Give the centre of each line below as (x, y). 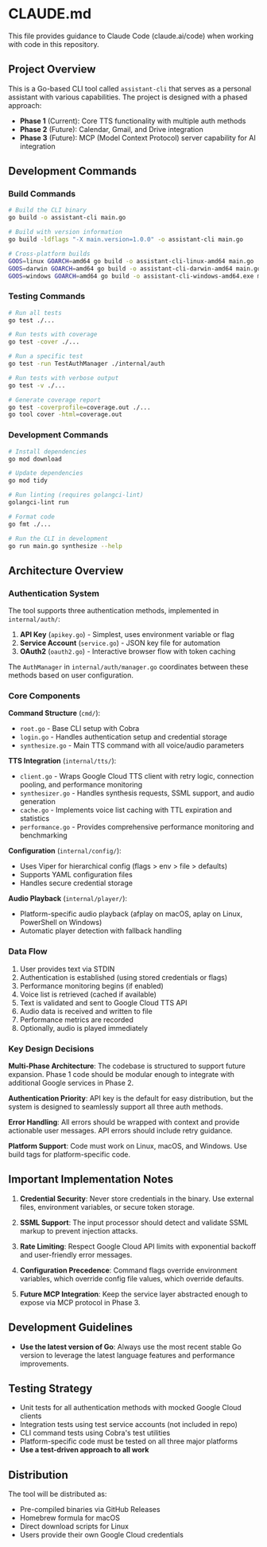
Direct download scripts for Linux (74, 1526)
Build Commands (42, 194)
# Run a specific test (46, 356)
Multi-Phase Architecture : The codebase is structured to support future (127, 1066)
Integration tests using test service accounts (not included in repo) (129, 1425)
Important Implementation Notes (91, 1179)
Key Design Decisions (51, 1048)
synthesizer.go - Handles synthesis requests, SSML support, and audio (137, 793)
